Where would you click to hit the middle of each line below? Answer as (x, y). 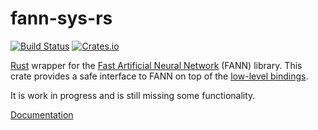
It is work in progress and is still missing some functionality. (133, 95)
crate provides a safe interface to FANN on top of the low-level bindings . (159, 76)
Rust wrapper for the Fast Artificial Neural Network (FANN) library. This (156, 65)
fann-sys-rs (61, 18)
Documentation (42, 114)
